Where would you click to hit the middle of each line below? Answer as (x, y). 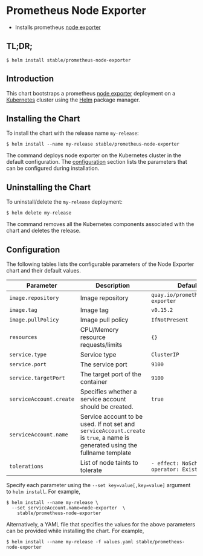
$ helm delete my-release (39, 213)
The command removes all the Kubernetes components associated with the (100, 224)
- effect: (165, 463)
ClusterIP (165, 354)
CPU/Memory (99, 330)
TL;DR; (20, 46)
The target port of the (111, 374)
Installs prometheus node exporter (58, 27)
